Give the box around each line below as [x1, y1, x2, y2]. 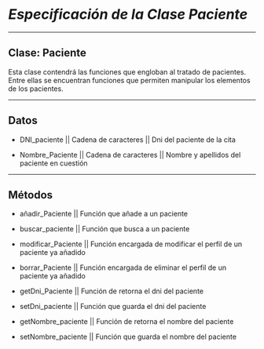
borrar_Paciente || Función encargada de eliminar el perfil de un [19, 263, 226, 272]
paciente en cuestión [19, 158, 88, 168]
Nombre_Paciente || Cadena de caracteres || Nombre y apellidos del [19, 150, 241, 159]
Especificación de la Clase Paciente [8, 5, 248, 24]
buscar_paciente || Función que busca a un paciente [19, 224, 190, 234]
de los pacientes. [8, 84, 64, 93]
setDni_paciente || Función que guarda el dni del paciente [19, 302, 207, 311]
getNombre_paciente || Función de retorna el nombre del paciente [19, 317, 234, 326]
